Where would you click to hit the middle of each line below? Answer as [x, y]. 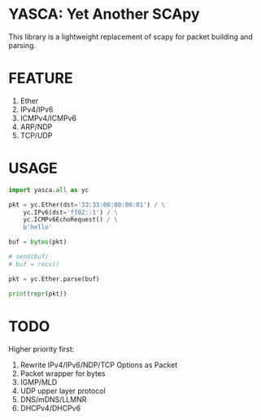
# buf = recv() [34, 264]
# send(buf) [28, 257]
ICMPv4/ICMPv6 [48, 118]
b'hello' [38, 227]
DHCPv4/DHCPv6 [50, 408]
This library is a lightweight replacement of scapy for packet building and [131, 37]
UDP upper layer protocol [63, 391]
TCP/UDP [36, 135]
